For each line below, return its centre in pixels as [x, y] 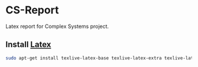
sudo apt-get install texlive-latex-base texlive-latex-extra [84, 58]
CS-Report [32, 10]
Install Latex [28, 45]
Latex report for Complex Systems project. [57, 26]
